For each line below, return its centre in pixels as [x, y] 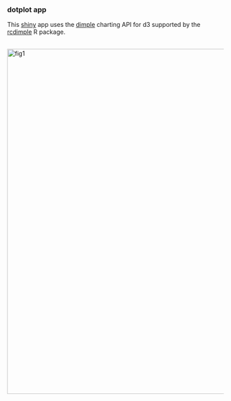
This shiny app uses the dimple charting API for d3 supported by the [104, 25]
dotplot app [27, 10]
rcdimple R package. [36, 32]
